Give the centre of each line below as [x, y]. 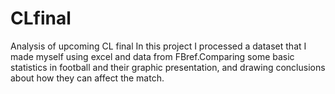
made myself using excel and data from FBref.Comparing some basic [152, 56]
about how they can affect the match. [87, 78]
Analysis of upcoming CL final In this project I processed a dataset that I [158, 46]
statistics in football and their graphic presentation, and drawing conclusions [168, 67]
